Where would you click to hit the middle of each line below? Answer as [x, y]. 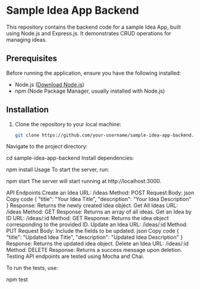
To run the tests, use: [32, 268]
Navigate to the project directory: [47, 147]
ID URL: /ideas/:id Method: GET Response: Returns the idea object [87, 218]
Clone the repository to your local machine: [68, 124]
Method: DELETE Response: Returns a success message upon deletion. [94, 250]
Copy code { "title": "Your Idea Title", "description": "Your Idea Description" [99, 199]
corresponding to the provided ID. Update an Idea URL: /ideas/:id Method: [97, 224]
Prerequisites [32, 58]
